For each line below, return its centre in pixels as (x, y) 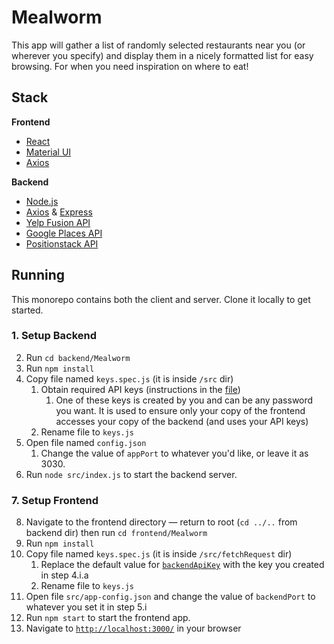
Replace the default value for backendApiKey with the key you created (182, 565)
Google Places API (64, 233)
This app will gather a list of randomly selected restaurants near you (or (158, 45)
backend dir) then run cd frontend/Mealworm (116, 533)
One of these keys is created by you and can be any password (184, 400)
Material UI (48, 152)
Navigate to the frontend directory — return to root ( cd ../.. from (161, 522)
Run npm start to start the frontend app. (108, 618)
